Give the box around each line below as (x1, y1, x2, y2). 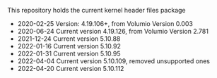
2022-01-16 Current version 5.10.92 (17, 42, 122, 50)
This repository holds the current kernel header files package (7, 6, 186, 14)
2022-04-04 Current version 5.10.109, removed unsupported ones (17, 57, 211, 65)
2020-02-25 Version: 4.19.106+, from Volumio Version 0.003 (17, 20, 193, 27)
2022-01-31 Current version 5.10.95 (17, 49, 122, 58)
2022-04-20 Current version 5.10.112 (17, 65, 124, 72)
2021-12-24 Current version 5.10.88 (17, 34, 121, 43)
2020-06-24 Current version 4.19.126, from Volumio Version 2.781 (17, 27, 209, 35)
